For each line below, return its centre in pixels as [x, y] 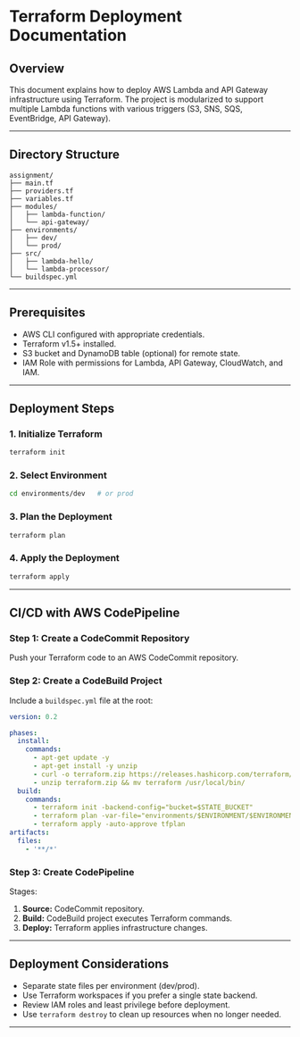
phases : [24, 733]
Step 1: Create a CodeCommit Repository [100, 639]
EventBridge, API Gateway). [60, 118]
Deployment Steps [62, 409]
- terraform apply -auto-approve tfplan [109, 824]
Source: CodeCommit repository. [83, 908]
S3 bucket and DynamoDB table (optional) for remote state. [131, 353]
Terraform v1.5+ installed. [69, 343]
